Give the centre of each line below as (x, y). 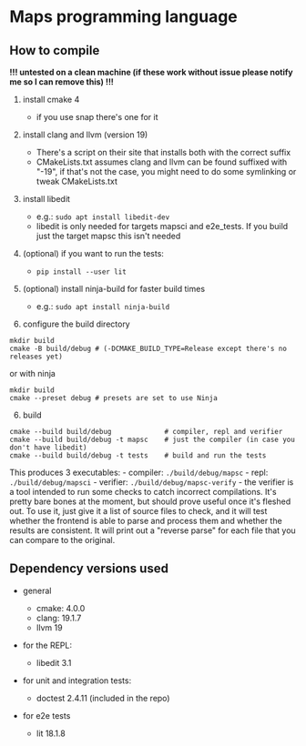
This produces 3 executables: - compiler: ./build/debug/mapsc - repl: (139, 472)
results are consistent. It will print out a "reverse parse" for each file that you (153, 530)
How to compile (55, 50)
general (37, 590)
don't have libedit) (49, 448)
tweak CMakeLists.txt (77, 181)
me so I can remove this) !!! (61, 82)
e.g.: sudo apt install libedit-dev (103, 217)
